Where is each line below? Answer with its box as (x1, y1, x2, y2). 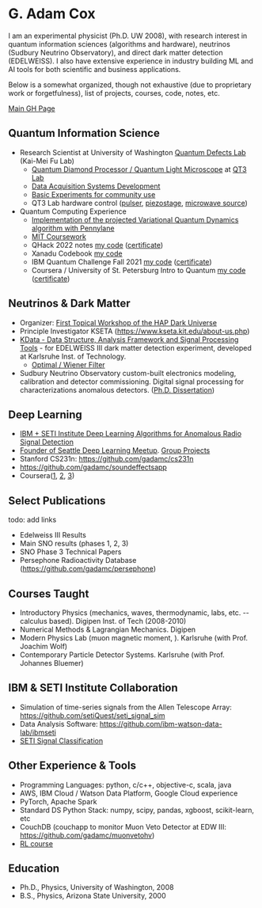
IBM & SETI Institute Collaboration (8, 682, 178, 695)
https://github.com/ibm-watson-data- (99, 719, 223, 728)
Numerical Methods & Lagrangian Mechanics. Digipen (19, 625, 196, 634)
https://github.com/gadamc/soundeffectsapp (19, 462, 168, 472)
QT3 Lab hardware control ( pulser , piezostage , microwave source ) (31, 198, 248, 207)
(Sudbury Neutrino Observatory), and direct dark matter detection (8, 47, 223, 57)
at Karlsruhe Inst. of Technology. (19, 351, 127, 361)
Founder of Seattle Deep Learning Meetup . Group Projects (19, 446, 211, 455)
